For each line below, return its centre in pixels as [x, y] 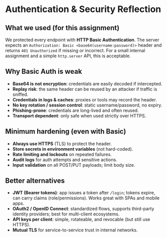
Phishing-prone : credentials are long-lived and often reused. [75, 110]
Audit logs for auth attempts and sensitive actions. [65, 160]
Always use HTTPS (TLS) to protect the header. [62, 144]
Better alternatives [35, 181]
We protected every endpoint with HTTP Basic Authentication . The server [82, 40]
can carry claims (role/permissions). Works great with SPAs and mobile [86, 198]
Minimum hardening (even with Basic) [66, 132]
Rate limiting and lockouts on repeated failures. [62, 154]
